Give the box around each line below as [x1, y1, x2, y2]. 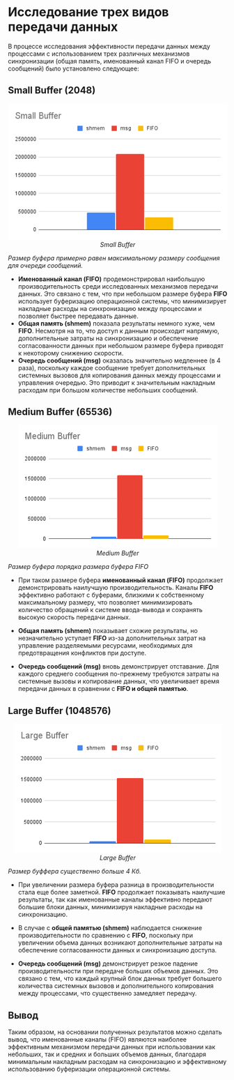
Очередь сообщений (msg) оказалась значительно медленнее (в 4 [17, 356, 221, 365]
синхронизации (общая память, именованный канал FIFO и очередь [8, 56, 212, 65]
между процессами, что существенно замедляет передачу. [17, 989, 197, 998]
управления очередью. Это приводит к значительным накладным [17, 378, 215, 387]
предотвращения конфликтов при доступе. [17, 649, 147, 657]
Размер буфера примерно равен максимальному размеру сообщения [8, 254, 220, 262]
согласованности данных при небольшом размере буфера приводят [17, 341, 224, 349]
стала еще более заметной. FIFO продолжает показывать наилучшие [17, 888, 226, 897]
